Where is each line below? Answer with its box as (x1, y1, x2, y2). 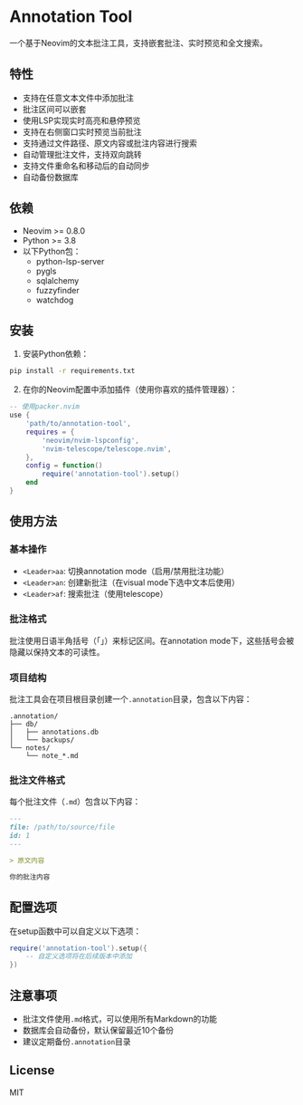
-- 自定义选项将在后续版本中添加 (25, 952, 133, 961)
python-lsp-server (35, 255, 105, 266)
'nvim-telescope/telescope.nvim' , (42, 444, 172, 454)
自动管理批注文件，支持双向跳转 (22, 149, 142, 159)
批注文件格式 (9, 774, 66, 787)
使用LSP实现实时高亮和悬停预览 (22, 115, 141, 126)
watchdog (35, 294, 74, 305)
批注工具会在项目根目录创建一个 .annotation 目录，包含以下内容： (9, 694, 252, 705)
